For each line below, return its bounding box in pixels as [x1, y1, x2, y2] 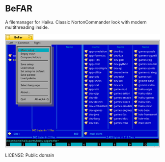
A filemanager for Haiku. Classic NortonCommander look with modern [5, 19, 147, 25]
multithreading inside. [5, 24, 49, 30]
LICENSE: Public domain [5, 152, 55, 158]
